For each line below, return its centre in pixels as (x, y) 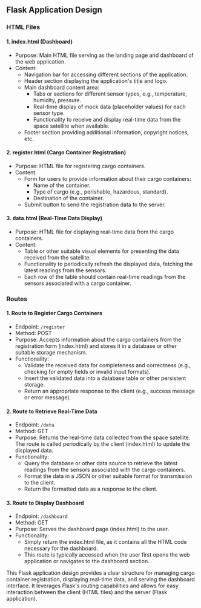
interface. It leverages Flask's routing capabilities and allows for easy (92, 586)
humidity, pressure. (57, 100)
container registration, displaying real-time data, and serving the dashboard (100, 580)
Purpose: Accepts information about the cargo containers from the (98, 340)
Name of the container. (62, 185)
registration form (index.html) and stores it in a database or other (96, 346)
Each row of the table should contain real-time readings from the (105, 276)
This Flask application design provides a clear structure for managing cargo (100, 573)
